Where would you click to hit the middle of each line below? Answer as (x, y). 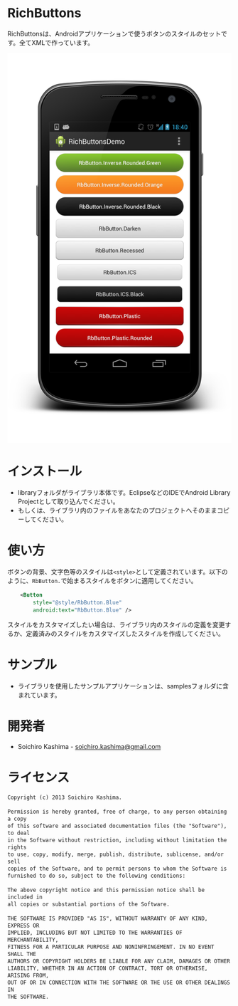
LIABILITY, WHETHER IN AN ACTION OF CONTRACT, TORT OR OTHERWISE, (108, 969)
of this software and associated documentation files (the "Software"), (117, 826)
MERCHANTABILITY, (33, 940)
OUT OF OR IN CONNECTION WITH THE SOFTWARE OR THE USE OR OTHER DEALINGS (119, 983)
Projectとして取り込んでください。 (68, 502)
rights (17, 848)
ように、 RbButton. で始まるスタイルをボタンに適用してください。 (102, 581)
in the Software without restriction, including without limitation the (117, 840)
